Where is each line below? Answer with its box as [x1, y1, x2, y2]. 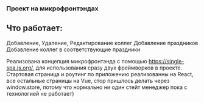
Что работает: [6, 23, 63, 34]
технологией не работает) [6, 90, 74, 97]
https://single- [148, 57, 185, 65]
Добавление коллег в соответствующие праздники [6, 46, 141, 53]
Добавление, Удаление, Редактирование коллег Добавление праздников [6, 39, 199, 46]
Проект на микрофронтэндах [6, 4, 99, 13]
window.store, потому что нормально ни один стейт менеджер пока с [6, 83, 188, 91]
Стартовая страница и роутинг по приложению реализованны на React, [6, 70, 194, 77]
